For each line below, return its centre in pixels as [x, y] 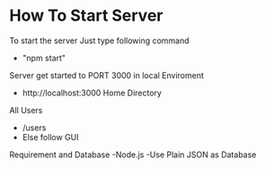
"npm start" [44, 58]
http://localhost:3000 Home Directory [92, 93]
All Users [26, 110]
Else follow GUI [50, 137]
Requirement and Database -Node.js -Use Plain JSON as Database [133, 155]
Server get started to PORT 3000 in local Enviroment [107, 75]
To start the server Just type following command [100, 40]
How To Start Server [86, 16]
